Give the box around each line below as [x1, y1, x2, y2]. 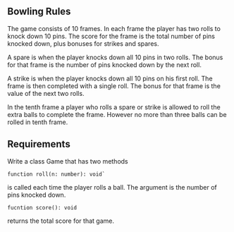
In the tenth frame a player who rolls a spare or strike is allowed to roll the [7, 102, 221, 111]
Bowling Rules [7, 6, 71, 18]
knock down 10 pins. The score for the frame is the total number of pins [7, 32, 215, 40]
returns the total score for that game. [7, 216, 115, 225]
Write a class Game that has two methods [7, 157, 128, 165]
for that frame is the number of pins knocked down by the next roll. [7, 60, 202, 69]
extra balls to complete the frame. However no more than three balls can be [7, 110, 227, 118]
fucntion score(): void [7, 204, 78, 211]
